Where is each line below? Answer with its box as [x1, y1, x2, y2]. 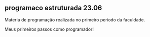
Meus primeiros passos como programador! [4, 26, 94, 32]
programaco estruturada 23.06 [4, 4, 102, 12]
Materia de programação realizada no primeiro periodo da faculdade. [4, 17, 145, 22]
